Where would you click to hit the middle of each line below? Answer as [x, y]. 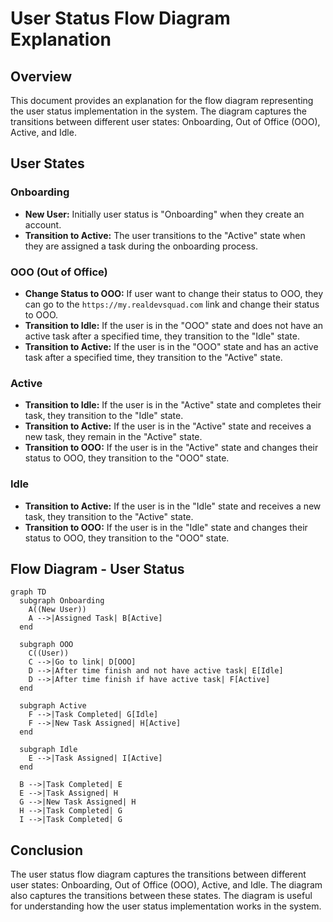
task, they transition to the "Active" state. [109, 516]
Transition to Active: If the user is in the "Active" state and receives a [168, 426]
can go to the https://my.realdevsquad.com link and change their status [172, 304]
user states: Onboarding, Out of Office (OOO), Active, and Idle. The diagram [166, 885]
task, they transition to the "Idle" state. [104, 416]
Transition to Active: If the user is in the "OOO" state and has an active [171, 346]
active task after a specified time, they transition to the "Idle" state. [162, 336]
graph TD [28, 592]
